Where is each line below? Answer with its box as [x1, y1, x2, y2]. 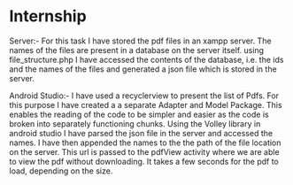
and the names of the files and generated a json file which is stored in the [9, 64, 277, 74]
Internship [9, 6, 87, 27]
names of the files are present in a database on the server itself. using [9, 44, 264, 55]
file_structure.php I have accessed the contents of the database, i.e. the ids [9, 54, 284, 65]
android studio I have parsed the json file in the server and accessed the [9, 127, 273, 138]
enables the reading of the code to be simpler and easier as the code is [9, 109, 269, 119]
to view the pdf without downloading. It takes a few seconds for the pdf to [9, 156, 279, 166]
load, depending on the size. [9, 166, 113, 176]
